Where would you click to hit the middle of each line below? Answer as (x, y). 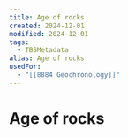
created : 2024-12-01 (47, 26)
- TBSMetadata (43, 50)
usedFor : (25, 67)
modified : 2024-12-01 (49, 34)
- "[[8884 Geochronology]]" (69, 75)
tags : (19, 42)
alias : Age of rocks (47, 58)
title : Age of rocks (47, 17)
